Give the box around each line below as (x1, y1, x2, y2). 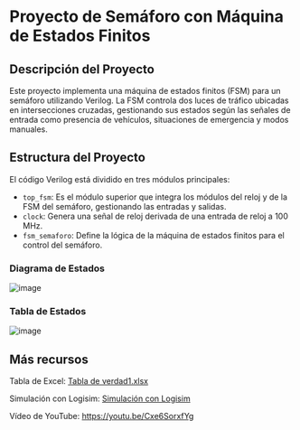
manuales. (9, 124, 48, 135)
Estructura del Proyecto (9, 150, 146, 165)
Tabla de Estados (9, 305, 87, 318)
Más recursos (9, 351, 89, 367)
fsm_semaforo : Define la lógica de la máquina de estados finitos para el (22, 229, 285, 240)
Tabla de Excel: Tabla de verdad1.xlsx (9, 376, 149, 387)
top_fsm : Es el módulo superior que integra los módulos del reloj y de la (22, 192, 287, 202)
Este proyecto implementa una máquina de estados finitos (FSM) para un (9, 86, 281, 96)
